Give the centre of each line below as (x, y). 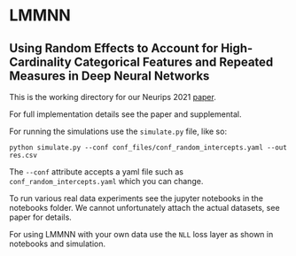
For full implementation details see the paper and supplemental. (125, 114)
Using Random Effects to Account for (114, 48)
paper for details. (41, 217)
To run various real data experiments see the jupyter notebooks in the (136, 198)
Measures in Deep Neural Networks (109, 76)
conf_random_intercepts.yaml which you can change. (106, 181)
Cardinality (41, 62)
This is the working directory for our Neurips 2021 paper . (113, 97)
